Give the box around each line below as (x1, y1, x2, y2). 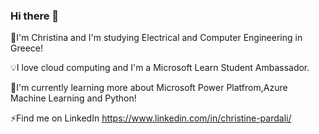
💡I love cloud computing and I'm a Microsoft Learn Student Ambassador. (10, 62, 310, 74)
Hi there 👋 (10, 9, 60, 23)
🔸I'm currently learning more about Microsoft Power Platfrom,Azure (10, 82, 288, 94)
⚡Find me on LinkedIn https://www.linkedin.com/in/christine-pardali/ (10, 112, 292, 124)
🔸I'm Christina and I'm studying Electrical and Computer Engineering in (10, 32, 303, 44)
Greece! (10, 42, 43, 54)
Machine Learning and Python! (10, 92, 137, 104)
